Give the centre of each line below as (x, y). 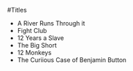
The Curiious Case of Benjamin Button (72, 60)
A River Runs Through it (51, 23)
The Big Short (37, 45)
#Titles (17, 10)
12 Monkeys (34, 52)
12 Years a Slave (41, 38)
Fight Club (32, 31)
